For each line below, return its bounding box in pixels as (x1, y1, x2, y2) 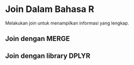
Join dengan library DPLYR (5, 51, 90, 60)
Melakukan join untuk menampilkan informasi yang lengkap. (5, 20, 129, 26)
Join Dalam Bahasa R (5, 3, 94, 15)
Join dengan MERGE (5, 34, 70, 43)
